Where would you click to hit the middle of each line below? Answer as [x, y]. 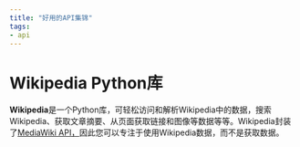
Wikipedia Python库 [86, 83]
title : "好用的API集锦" [51, 18]
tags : [20, 26]
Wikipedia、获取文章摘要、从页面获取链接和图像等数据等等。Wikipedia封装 [150, 121]
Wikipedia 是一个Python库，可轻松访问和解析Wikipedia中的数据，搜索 [140, 110]
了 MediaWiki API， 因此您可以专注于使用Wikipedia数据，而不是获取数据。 [147, 132]
